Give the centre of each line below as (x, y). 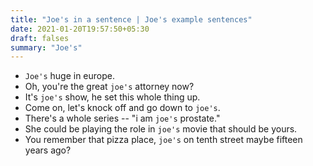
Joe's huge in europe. (70, 76)
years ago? (48, 150)
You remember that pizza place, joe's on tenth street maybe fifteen (163, 140)
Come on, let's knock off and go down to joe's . (122, 108)
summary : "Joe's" (46, 47)
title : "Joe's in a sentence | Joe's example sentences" (131, 19)
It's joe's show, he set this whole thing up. (112, 97)
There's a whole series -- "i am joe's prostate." (122, 118)
